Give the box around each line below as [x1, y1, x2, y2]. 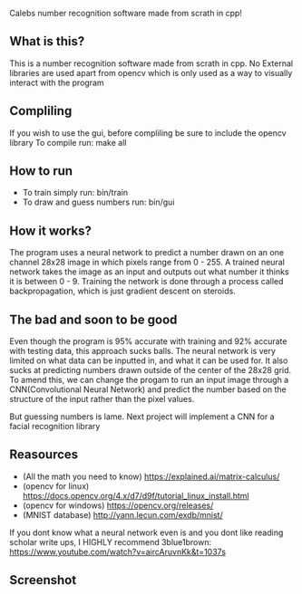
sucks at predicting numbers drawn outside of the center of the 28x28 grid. [9, 365, 292, 376]
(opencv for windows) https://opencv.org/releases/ [22, 500, 214, 511]
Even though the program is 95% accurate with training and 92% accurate [9, 336, 287, 347]
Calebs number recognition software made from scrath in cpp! [9, 8, 243, 18]
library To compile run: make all [9, 137, 127, 148]
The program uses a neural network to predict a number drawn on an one [9, 247, 284, 258]
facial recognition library [9, 421, 101, 432]
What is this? [9, 34, 85, 49]
